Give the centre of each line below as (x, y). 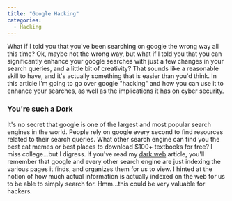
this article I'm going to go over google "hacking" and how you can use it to (116, 84)
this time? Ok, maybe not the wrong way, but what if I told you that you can (115, 54)
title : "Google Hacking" (43, 14)
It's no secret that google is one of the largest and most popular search (109, 124)
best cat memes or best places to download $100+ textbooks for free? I (110, 147)
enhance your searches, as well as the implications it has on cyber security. (116, 91)
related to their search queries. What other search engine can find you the (114, 139)
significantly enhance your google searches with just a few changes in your (116, 61)
